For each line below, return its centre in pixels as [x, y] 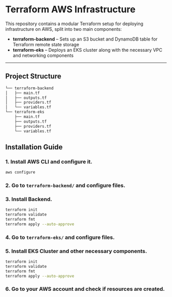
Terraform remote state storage [46, 44]
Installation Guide [34, 147]
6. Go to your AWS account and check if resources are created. [85, 289]
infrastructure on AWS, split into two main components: [63, 29]
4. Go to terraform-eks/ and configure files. [60, 237]
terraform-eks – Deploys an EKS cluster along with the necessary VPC [88, 50]
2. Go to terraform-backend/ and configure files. [65, 185]
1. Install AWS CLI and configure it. [49, 162]
